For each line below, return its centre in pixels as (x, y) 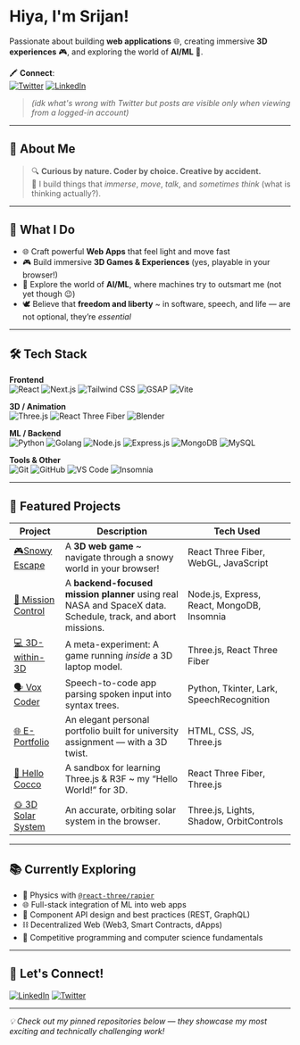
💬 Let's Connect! (57, 974)
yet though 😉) (49, 294)
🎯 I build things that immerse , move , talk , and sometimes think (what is (161, 184)
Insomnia (206, 617)
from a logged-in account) (80, 112)
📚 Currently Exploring (73, 869)
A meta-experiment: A (112, 644)
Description (122, 531)
